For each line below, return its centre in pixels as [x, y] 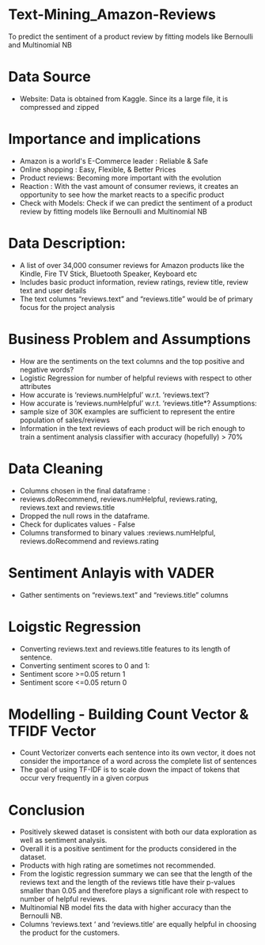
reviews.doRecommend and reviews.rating [89, 541]
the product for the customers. [70, 933]
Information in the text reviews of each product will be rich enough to [132, 428]
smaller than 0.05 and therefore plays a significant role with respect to [134, 890]
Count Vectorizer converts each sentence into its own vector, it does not [137, 753]
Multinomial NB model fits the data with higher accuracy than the [125, 908]
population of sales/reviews [65, 420]
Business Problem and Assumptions [130, 339]
